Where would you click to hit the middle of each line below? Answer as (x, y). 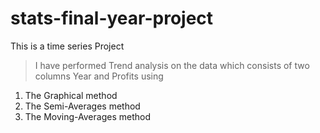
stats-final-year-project (112, 18)
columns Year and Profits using (99, 76)
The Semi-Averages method (82, 106)
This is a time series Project (67, 46)
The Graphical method (71, 95)
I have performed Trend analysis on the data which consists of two (172, 65)
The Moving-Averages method (87, 116)
